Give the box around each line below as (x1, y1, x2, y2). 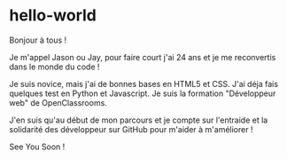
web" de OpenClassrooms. (9, 97, 108, 107)
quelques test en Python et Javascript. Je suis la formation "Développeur (9, 88, 276, 99)
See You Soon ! (9, 141, 66, 152)
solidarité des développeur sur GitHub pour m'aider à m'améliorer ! (9, 123, 253, 134)
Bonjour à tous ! (9, 35, 67, 45)
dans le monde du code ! (9, 61, 100, 72)
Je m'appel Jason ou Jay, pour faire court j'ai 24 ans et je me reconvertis (9, 52, 276, 62)
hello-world (9, 5, 97, 26)
